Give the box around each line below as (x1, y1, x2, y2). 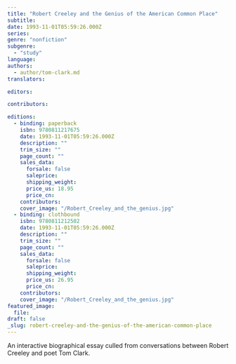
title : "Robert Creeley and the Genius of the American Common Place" (7, 10, 218, 18)
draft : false (7, 316, 46, 323)
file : (13, 309, 30, 316)
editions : (7, 114, 37, 121)
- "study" (13, 50, 42, 57)
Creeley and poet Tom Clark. (7, 349, 91, 357)
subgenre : (7, 43, 37, 50)
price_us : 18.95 (25, 185, 74, 192)
